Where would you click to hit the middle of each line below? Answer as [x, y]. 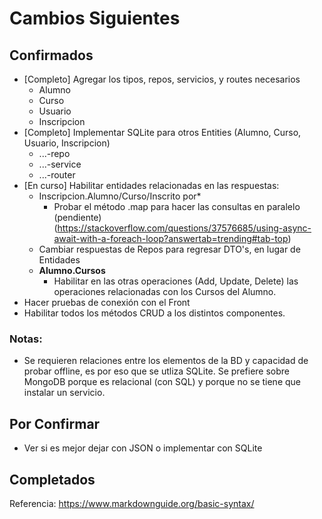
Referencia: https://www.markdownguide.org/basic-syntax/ [132, 503]
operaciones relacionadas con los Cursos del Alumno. [165, 291]
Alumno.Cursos [72, 270]
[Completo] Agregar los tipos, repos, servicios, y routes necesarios [162, 79]
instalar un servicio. [64, 393]
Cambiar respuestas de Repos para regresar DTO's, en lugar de [169, 249]
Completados [52, 479]
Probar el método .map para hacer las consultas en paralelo [177, 206]
